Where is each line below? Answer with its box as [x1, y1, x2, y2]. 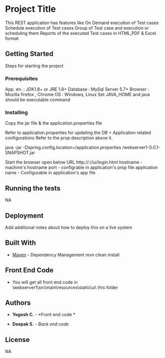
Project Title [5, 3, 56, 15]
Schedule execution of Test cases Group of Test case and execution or [5, 25, 149, 31]
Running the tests [5, 184, 61, 193]
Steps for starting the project [5, 63, 64, 68]
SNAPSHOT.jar [5, 150, 35, 156]
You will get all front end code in [12, 279, 78, 285]
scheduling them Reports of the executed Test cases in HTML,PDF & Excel [5, 30, 156, 36]
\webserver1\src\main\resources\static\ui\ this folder [12, 284, 118, 290]
